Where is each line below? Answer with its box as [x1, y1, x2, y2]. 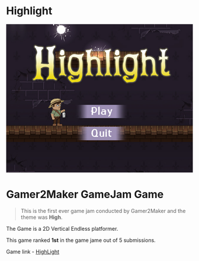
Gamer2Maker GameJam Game [6, 188, 164, 201]
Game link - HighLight [6, 248, 60, 255]
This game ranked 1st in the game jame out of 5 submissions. [6, 236, 156, 244]
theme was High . [20, 214, 63, 221]
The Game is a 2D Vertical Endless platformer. [6, 225, 118, 232]
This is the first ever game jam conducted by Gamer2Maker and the [20, 207, 186, 214]
